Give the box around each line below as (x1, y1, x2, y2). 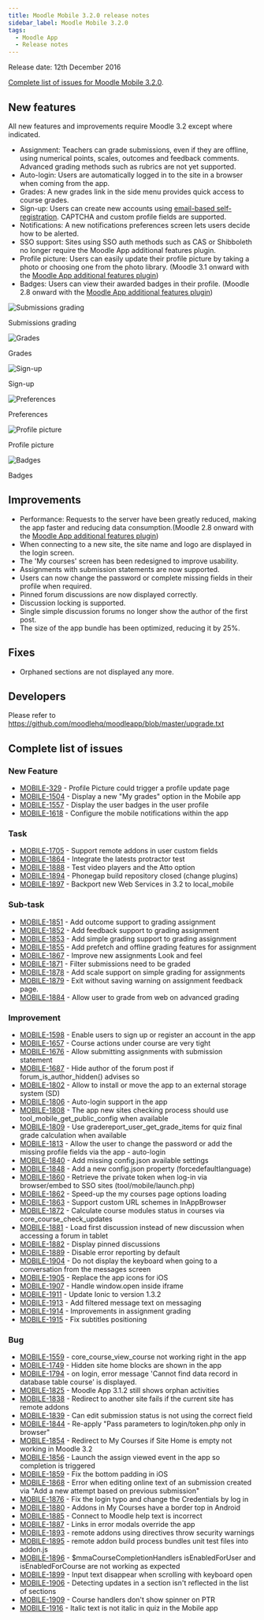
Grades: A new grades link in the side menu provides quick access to (19, 187, 244, 196)
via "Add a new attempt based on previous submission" (19, 1486, 200, 1496)
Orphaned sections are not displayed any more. (19, 667, 175, 676)
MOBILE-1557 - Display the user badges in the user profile (19, 801, 209, 810)
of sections (19, 1587, 57, 1596)
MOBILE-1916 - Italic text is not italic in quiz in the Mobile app (19, 1603, 218, 1613)
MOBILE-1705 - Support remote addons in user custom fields (19, 846, 218, 856)
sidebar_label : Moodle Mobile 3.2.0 (8, 19, 128, 27)
